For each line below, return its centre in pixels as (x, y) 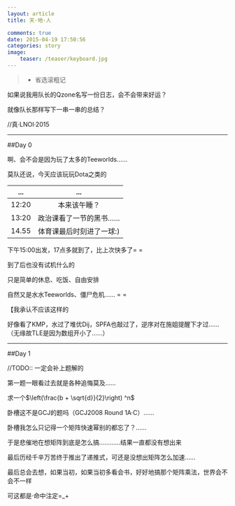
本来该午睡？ (79, 205)
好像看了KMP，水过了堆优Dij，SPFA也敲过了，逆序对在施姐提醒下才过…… (113, 324)
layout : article (31, 14)
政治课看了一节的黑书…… (79, 218)
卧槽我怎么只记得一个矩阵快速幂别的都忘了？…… (77, 427)
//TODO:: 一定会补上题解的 (45, 367)
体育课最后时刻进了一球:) (79, 231)
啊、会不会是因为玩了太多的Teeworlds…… (67, 159)
